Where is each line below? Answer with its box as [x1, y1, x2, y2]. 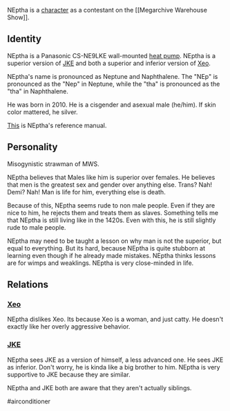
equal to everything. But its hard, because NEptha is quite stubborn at [7, 244, 206, 252]
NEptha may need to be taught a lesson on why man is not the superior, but [7, 237, 222, 245]
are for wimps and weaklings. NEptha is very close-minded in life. [7, 259, 194, 267]
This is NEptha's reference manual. [7, 121, 107, 129]
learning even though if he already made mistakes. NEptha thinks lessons [7, 251, 216, 259]
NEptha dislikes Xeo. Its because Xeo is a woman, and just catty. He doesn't [7, 315, 224, 324]
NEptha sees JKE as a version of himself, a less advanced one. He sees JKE [7, 356, 224, 364]
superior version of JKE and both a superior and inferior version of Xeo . [7, 59, 211, 67]
